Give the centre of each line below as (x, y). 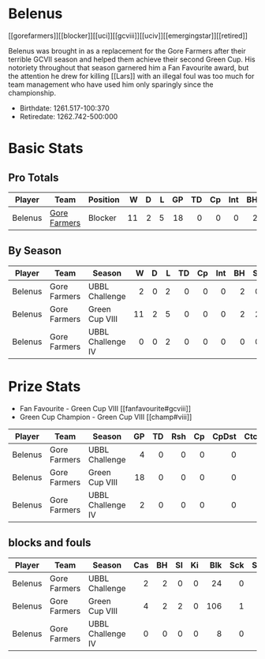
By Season (35, 251)
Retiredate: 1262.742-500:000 (69, 116)
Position (104, 200)
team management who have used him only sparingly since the (111, 84)
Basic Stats (46, 149)
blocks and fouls (50, 543)
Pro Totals (34, 177)
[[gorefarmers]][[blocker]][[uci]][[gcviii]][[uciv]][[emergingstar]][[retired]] (128, 36)
